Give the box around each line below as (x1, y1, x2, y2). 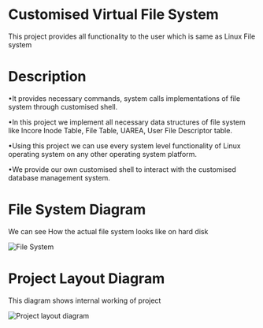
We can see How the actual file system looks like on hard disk (8, 226, 209, 236)
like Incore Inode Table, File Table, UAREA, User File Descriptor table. (8, 125, 232, 135)
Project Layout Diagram (8, 270, 165, 287)
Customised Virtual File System (8, 6, 219, 24)
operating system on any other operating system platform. (8, 149, 197, 158)
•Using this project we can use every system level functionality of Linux (8, 140, 242, 151)
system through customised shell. (8, 102, 118, 111)
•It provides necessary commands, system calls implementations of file (8, 93, 241, 103)
